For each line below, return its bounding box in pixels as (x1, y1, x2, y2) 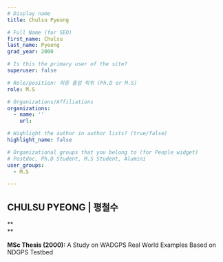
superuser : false (7, 67, 57, 74)
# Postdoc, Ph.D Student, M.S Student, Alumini (7, 155, 147, 162)
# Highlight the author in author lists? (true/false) (7, 130, 168, 137)
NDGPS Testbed (7, 248, 54, 256)
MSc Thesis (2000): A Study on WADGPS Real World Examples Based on (7, 241, 217, 249)
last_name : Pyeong (7, 42, 60, 49)
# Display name (7, 10, 51, 17)
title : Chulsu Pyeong (7, 17, 70, 23)
